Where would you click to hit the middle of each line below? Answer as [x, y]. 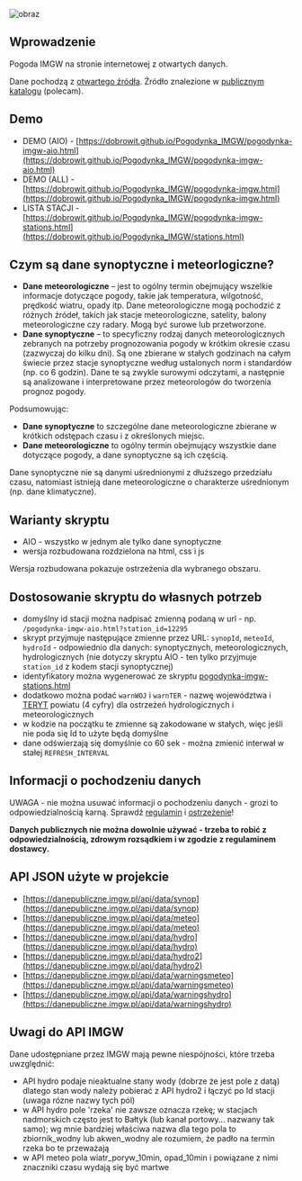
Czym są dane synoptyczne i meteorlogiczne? [142, 265]
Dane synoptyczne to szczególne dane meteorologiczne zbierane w [149, 427]
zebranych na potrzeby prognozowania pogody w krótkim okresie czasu [156, 344]
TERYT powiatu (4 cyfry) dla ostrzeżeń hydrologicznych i [128, 705]
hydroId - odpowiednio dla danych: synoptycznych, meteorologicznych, [155, 647]
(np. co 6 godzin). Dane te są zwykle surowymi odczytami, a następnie [153, 373]
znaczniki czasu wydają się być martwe [95, 1167]
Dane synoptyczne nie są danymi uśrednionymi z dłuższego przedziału [141, 473]
